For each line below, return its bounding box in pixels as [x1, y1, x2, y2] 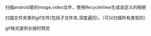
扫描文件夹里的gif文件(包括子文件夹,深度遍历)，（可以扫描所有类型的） [5, 15, 149, 21]
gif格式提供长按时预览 [5, 25, 50, 31]
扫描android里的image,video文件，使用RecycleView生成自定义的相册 [5, 4, 147, 10]
